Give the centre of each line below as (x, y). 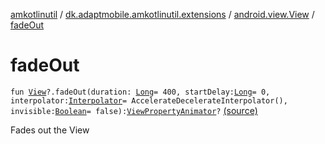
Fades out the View (50, 130)
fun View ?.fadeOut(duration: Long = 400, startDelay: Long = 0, (140, 92)
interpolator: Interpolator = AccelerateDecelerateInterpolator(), (149, 100)
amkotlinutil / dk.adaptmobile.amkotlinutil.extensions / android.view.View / (162, 14)
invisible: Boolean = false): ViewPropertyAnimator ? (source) (134, 110)
